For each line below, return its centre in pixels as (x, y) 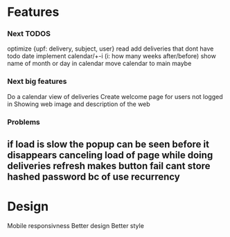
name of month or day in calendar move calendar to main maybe (99, 64)
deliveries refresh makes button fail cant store (109, 166)
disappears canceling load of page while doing (110, 156)
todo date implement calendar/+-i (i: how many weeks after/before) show (112, 56)
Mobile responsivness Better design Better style (76, 226)
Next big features (37, 82)
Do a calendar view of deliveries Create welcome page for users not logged (115, 96)
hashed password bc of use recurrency (94, 177)
